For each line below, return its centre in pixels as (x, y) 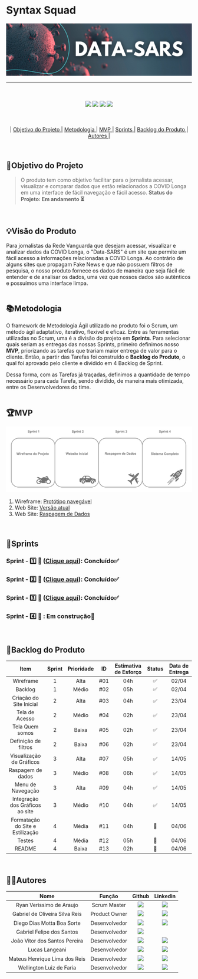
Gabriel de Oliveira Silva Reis (47, 914)
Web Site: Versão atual (42, 508)
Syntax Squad (41, 10)
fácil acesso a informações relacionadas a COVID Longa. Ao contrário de (95, 258)
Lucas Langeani (47, 950)
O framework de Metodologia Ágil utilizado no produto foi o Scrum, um (92, 326)
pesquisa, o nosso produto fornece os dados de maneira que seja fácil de (95, 270)
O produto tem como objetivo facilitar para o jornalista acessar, (97, 180)
